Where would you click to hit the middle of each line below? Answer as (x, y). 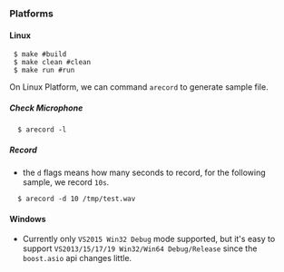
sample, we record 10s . (66, 182)
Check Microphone (46, 108)
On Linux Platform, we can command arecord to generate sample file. (139, 87)
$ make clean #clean (52, 63)
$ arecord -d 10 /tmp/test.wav (77, 199)
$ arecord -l (42, 130)
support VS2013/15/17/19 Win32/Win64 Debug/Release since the (140, 248)
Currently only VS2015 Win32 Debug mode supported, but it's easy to (149, 239)
